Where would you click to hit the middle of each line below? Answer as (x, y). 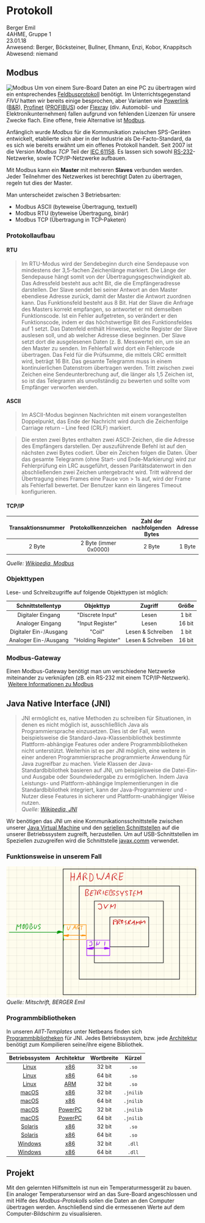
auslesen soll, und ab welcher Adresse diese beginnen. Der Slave (103, 335)
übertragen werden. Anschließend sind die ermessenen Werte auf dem (95, 1207)
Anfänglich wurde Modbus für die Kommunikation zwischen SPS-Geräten (99, 132)
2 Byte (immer (98, 543)
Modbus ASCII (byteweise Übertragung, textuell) (76, 206)
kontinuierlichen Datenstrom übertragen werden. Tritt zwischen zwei (107, 367)
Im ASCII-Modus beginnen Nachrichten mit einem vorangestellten (104, 415)
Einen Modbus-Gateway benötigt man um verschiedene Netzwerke (91, 671)
